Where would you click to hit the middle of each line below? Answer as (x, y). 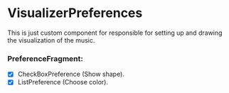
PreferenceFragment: (45, 58)
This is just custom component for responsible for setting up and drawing (115, 33)
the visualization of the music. (51, 40)
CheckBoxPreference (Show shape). (71, 74)
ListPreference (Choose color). (63, 82)
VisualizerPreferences (75, 13)
